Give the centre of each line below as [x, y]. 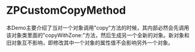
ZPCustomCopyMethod [66, 10]
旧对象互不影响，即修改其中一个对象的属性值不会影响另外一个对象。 [90, 42]
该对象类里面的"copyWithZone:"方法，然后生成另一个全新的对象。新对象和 [98, 35]
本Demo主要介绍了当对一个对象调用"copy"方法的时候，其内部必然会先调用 [98, 27]
